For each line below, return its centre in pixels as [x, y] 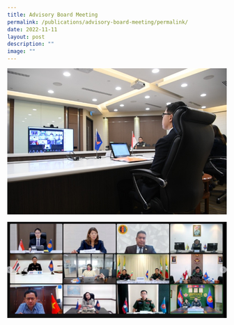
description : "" [31, 44]
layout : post [26, 37]
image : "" [22, 51]
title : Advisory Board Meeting [53, 15]
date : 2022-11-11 [32, 29]
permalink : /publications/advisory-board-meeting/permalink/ [98, 22]
